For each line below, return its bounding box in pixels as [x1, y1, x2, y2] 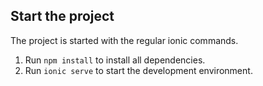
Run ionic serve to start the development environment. [24, 64, 253, 76]
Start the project [10, 8, 115, 25]
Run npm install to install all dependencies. [24, 54, 206, 66]
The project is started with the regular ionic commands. [10, 34, 239, 46]
